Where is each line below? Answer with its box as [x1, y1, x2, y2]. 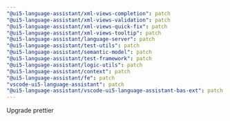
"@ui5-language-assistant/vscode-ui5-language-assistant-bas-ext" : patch [6, 87, 224, 94]
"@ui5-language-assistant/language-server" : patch [6, 36, 155, 43]
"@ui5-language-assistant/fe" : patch [6, 74, 115, 82]
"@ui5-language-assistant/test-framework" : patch [6, 55, 153, 62]
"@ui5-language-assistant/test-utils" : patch [6, 42, 140, 49]
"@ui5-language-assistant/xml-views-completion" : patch [6, 10, 171, 17]
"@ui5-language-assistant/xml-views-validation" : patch [6, 17, 171, 24]
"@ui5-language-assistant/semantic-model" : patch [6, 49, 153, 56]
